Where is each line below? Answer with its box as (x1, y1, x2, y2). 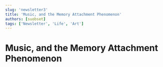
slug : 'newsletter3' (5, 7, 48, 12)
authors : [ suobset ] (5, 16, 46, 21)
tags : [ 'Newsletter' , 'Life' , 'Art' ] (5, 21, 84, 26)
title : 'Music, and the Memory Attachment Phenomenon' (5, 12, 122, 17)
